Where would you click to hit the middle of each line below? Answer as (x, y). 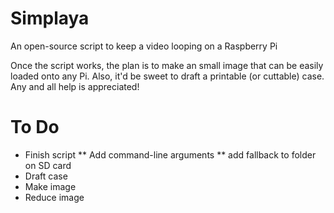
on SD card (48, 165)
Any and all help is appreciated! (75, 86)
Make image (50, 186)
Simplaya (50, 18)
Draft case (46, 176)
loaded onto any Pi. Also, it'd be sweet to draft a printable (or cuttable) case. (167, 76)
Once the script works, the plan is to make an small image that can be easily (167, 65)
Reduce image (54, 197)
